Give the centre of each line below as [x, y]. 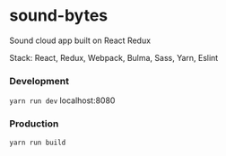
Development [39, 81]
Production [34, 124]
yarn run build [38, 143]
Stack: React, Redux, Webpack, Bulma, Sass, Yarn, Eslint [114, 57]
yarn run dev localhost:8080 [62, 100]
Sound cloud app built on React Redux [80, 40]
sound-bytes [59, 16]
